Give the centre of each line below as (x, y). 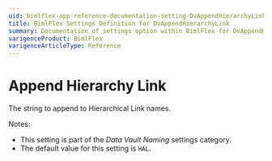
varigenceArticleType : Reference (65, 46)
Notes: (19, 124)
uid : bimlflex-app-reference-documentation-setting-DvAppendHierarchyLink (137, 16)
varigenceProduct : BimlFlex (56, 38)
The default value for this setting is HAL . (85, 148)
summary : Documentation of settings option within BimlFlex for (119, 31)
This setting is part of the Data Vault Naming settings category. (126, 140)
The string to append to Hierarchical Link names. (90, 108)
